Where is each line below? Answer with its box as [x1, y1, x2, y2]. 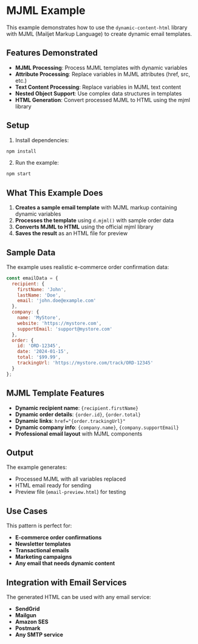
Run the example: [15, 159, 60, 166]
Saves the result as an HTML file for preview [15, 230, 128, 237]
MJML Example [6, 4, 86, 18]
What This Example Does [6, 188, 103, 198]
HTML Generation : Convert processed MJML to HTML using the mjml [15, 96, 190, 103]
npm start [6, 171, 32, 177]
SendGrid [15, 605, 40, 612]
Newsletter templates [15, 540, 71, 547]
